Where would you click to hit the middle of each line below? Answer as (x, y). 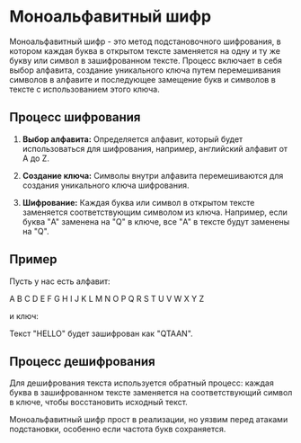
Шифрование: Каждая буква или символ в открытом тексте (138, 202)
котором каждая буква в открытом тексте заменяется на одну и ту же (145, 50)
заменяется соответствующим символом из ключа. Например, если (155, 212)
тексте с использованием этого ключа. (84, 89)
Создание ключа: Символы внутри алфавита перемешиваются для (153, 175)
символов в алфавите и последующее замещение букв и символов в (142, 79)
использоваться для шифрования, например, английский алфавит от (155, 148)
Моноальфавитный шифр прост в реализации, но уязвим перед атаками (149, 420)
